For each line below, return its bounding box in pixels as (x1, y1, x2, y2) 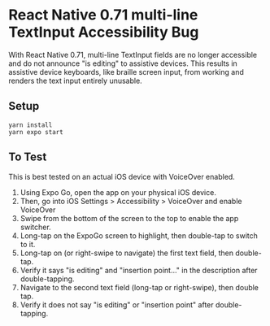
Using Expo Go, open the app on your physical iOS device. (20, 187, 217, 197)
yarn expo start (8, 128, 63, 136)
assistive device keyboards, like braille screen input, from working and (8, 67, 244, 76)
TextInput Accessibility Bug (8, 23, 199, 41)
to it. (20, 239, 36, 249)
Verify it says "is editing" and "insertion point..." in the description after (20, 265, 258, 275)
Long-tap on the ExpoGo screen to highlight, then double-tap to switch (20, 230, 259, 241)
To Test (8, 150, 47, 164)
